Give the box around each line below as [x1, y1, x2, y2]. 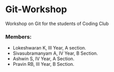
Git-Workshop [5, 4, 67, 15]
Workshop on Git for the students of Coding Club [5, 20, 109, 27]
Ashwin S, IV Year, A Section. [12, 56, 74, 62]
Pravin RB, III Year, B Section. [12, 61, 74, 67]
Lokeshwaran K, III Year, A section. [12, 45, 86, 51]
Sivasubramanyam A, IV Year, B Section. [12, 50, 99, 57]
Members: [5, 33, 32, 40]
